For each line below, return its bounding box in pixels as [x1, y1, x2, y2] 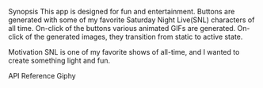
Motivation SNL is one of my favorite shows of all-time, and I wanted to [8, 48, 240, 56]
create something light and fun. [8, 55, 111, 65]
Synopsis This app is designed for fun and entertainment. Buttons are [8, 7, 235, 16]
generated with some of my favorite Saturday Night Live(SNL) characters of [8, 15, 255, 25]
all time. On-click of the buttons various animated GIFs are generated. [8, 24, 236, 33]
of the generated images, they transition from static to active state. [25, 32, 243, 41]
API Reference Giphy [8, 71, 77, 80]
